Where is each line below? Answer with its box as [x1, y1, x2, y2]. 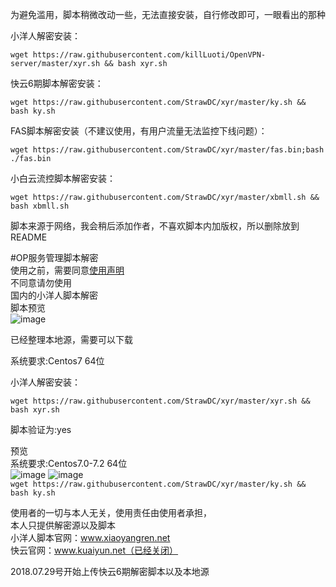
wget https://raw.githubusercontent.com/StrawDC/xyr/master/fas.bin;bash [10, 145, 325, 155]
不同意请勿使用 [10, 277, 72, 288]
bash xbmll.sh [10, 201, 70, 211]
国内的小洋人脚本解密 [10, 289, 98, 301]
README [10, 231, 48, 243]
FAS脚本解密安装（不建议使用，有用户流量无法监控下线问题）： [10, 125, 268, 137]
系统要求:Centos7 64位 [10, 355, 105, 367]
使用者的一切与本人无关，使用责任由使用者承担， [10, 507, 212, 518]
